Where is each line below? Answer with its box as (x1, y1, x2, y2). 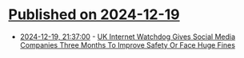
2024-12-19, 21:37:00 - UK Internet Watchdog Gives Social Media (19, 32, 236, 41)
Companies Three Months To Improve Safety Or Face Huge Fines (19, 40, 236, 49)
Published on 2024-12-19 (8, 6, 180, 24)
